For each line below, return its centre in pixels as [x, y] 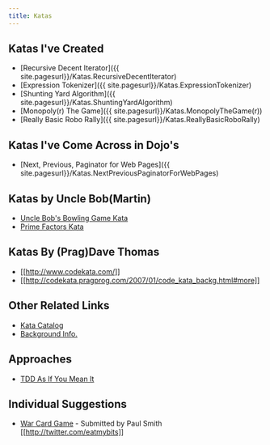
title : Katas [30, 16]
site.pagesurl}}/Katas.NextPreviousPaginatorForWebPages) [119, 173]
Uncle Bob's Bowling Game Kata [74, 218]
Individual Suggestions [68, 404]
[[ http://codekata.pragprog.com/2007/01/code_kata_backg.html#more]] [140, 280]
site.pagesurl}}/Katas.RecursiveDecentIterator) [98, 77]
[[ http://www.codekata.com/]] [70, 271]
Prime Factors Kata [52, 227]
